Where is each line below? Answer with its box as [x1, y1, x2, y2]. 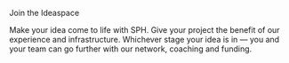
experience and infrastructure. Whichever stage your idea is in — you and [9, 35, 280, 44]
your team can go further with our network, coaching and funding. [9, 43, 253, 54]
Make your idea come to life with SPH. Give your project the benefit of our [9, 25, 280, 35]
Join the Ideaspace [9, 8, 80, 18]
